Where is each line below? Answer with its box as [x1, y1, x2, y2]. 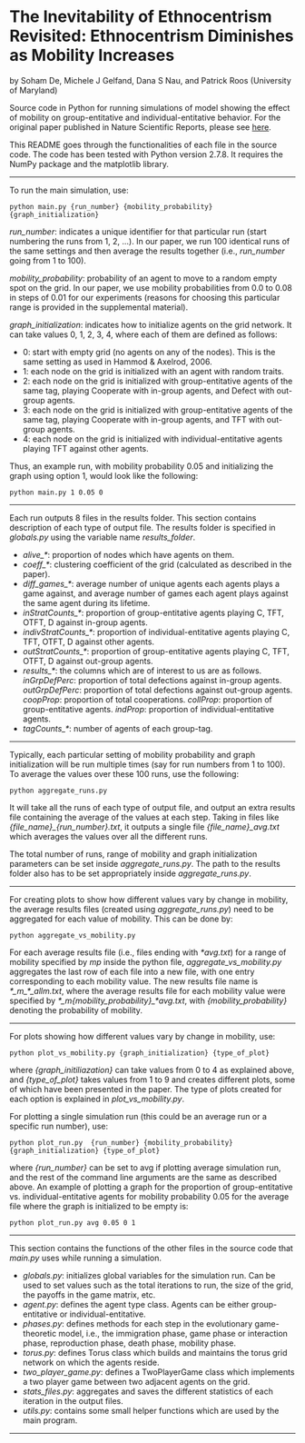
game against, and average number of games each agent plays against [22, 588, 289, 599]
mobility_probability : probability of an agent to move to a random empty [9, 273, 278, 284]
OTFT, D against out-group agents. [22, 655, 153, 666]
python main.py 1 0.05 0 [9, 488, 103, 497]
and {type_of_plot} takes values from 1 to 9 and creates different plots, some [9, 1074, 296, 1085]
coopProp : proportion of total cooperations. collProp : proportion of [22, 693, 272, 705]
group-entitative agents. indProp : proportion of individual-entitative [22, 703, 275, 714]
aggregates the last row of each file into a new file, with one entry [9, 966, 255, 977]
